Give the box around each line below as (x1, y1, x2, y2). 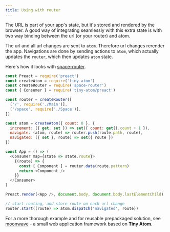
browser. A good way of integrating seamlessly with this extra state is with (5, 27, 162, 33)
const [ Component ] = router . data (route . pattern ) (18, 163, 130, 169)
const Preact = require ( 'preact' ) (5, 73, 79, 79)
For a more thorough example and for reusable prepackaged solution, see (5, 215, 161, 221)
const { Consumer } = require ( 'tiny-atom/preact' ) (5, 88, 116, 93)
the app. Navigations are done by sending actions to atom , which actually (5, 48, 159, 54)
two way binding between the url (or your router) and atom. (5, 32, 131, 39)
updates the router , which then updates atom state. (5, 53, 114, 60)
